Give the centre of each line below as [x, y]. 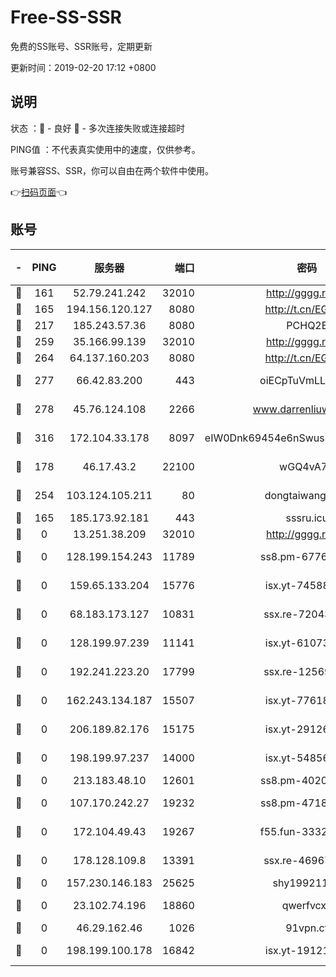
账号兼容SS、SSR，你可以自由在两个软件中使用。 [112, 170]
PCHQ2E [307, 325]
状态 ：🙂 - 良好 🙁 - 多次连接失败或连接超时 [97, 128]
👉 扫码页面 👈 [39, 192]
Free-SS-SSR [66, 17]
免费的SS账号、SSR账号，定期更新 [81, 46]
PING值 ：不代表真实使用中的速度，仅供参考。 [105, 149]
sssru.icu [307, 518]
